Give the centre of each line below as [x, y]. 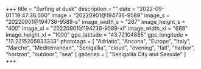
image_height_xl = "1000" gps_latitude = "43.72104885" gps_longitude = [97, 35]
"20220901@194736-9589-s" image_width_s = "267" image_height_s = [96, 22]
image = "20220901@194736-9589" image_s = [110, 15]
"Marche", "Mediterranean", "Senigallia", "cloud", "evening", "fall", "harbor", [100, 48]
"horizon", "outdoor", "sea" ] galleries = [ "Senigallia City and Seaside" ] [96, 54]
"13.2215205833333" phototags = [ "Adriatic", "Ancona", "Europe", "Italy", [98, 41]
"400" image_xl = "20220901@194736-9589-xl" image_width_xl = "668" [97, 28]
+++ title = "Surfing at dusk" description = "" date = [71, 9]
